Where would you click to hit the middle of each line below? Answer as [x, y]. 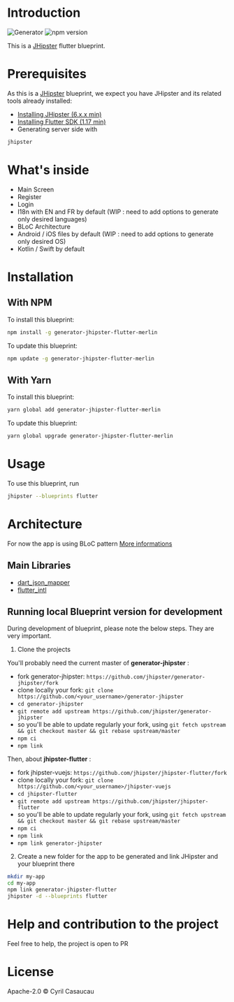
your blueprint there [46, 864]
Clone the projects [44, 649]
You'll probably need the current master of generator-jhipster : [98, 663]
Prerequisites [47, 74]
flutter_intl [32, 590]
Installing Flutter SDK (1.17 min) [61, 122]
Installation [41, 277]
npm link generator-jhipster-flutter [62, 890]
